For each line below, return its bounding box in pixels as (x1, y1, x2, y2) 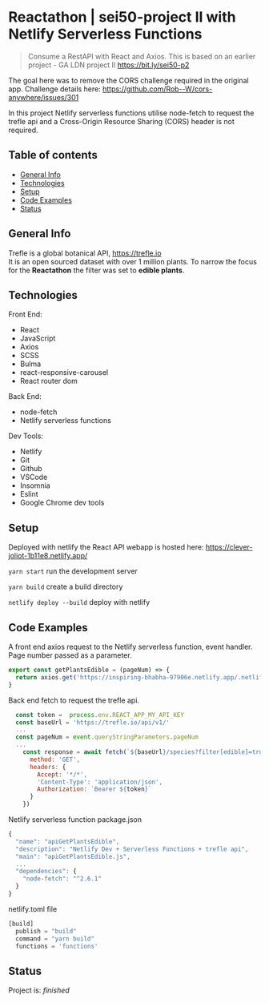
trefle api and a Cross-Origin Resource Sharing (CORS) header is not (8, 116, 235, 126)
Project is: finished (8, 985, 70, 995)
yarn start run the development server (8, 566, 139, 576)
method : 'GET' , (29, 755, 81, 763)
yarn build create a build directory (8, 582, 123, 592)
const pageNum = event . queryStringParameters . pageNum (15, 733, 199, 741)
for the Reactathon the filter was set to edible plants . (8, 265, 185, 275)
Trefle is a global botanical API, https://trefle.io (8, 248, 162, 258)
